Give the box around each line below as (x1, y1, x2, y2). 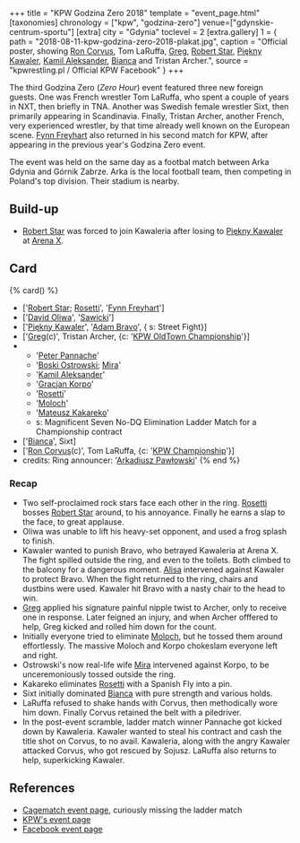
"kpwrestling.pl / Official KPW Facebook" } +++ (9, 65, 184, 75)
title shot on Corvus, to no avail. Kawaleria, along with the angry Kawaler (21, 735, 291, 746)
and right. (21, 649, 58, 660)
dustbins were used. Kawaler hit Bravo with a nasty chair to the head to (21, 583, 286, 594)
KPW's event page (21, 813, 91, 824)
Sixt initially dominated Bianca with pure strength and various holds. (21, 688, 273, 699)
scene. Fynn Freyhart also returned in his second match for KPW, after (9, 130, 269, 140)
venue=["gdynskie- (201, 17, 275, 28)
